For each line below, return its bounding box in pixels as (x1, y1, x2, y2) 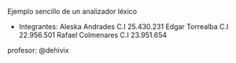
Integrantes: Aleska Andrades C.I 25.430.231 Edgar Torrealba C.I (18, 22, 229, 31)
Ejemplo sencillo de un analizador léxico (7, 7, 138, 16)
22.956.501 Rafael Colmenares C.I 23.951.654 (18, 31, 167, 39)
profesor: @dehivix (7, 46, 69, 54)
